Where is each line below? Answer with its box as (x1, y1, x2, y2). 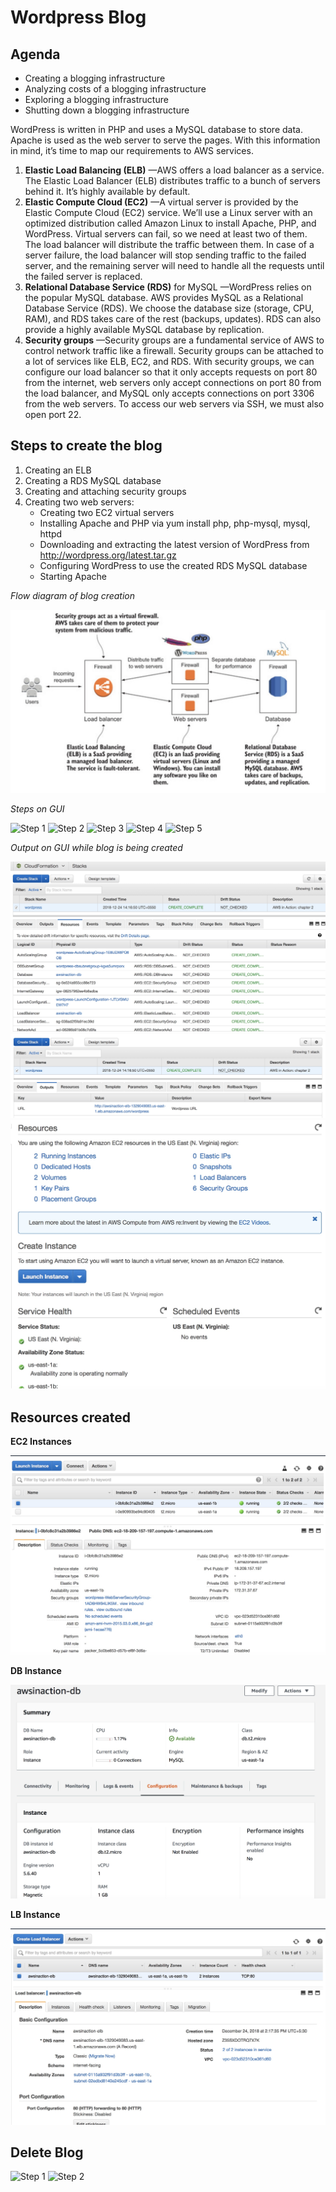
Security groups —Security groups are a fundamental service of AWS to (24, 334, 325, 346)
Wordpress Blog (10, 6, 147, 29)
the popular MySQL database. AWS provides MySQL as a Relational (24, 292, 304, 303)
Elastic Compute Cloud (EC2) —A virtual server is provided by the (24, 196, 299, 208)
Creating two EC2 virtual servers (39, 506, 175, 518)
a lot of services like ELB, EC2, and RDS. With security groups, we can (24, 356, 315, 367)
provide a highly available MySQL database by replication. (24, 324, 265, 335)
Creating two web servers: (24, 496, 135, 508)
